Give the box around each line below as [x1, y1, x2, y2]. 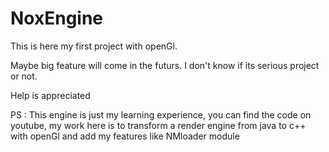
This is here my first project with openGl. [10, 40, 178, 52]
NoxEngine [10, 7, 104, 30]
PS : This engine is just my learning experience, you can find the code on [10, 108, 312, 121]
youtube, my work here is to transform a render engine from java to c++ [10, 119, 307, 131]
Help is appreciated [10, 89, 91, 101]
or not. [10, 70, 38, 82]
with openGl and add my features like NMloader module [10, 130, 240, 142]
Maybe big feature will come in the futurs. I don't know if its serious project [10, 59, 320, 71]
